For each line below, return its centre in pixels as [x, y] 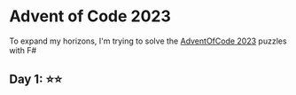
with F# [23, 50]
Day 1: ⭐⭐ [36, 79]
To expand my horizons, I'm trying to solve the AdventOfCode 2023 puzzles [148, 41]
